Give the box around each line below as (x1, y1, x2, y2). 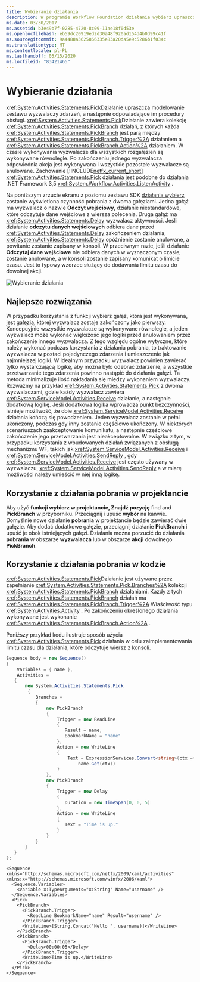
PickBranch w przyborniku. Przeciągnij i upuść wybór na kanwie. (6, 511, 167, 518)
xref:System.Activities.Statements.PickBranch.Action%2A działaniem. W (6, 142, 184, 149)
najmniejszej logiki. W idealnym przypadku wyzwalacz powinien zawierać (6, 357, 187, 364)
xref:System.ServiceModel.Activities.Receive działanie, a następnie (6, 395, 171, 402)
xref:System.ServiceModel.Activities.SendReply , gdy (6, 452, 137, 459)
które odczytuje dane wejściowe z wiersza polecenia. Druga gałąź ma (6, 211, 177, 218)
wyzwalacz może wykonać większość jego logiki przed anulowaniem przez (6, 332, 191, 339)
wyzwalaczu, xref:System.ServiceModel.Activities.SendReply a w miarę (6, 465, 182, 472)
